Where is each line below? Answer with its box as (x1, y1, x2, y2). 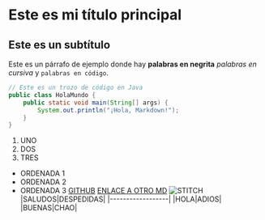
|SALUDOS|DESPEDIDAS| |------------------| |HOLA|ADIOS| (19, 194, 222, 204)
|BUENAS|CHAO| (19, 203, 78, 213)
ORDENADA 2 (19, 177, 66, 187)
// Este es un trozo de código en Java (8, 83, 143, 91)
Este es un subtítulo (8, 38, 111, 52)
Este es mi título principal (8, 6, 182, 24)
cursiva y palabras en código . (8, 68, 109, 78)
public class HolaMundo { (8, 91, 96, 99)
